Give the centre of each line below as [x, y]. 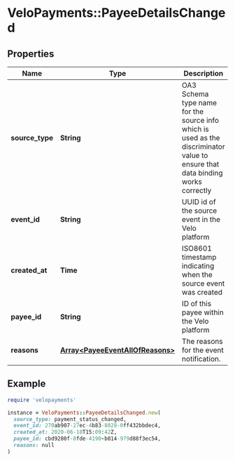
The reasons [202, 341]
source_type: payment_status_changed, [70, 419]
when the [197, 275]
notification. [201, 359]
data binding [202, 173]
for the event [202, 350]
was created [202, 292]
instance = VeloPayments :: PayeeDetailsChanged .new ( [84, 413]
